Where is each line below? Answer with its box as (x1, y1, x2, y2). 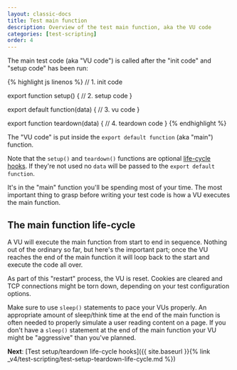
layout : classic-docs (7, 10, 72, 18)
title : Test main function (7, 17, 88, 24)
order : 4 (7, 37, 33, 44)
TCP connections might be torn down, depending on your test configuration (7, 282, 230, 290)
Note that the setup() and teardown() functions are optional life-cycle (7, 154, 211, 163)
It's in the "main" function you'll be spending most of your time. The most (7, 183, 223, 192)
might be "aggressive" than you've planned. (7, 333, 137, 342)
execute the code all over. (7, 260, 83, 269)
